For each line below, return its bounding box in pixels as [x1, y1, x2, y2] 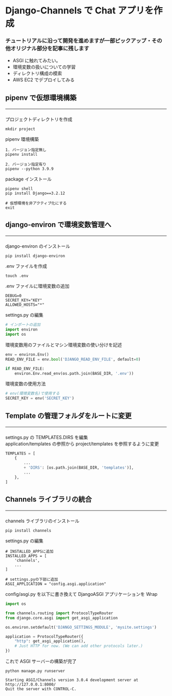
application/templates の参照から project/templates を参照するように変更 [5, 441, 159, 447]
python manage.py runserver [5, 669, 66, 674]
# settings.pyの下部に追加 [5, 577, 58, 582]
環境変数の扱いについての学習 [12, 64, 76, 70]
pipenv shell [5, 186, 33, 191]
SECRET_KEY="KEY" [5, 298, 42, 303]
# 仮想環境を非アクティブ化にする [5, 200, 67, 206]
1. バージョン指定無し [5, 147, 47, 152]
